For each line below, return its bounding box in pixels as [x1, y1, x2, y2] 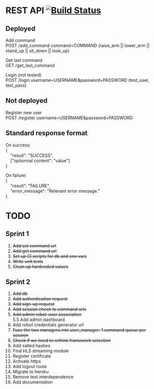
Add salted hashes [12, 343, 50, 349]
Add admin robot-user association [12, 312, 82, 317]
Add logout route [12, 364, 47, 369]
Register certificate [12, 353, 51, 359]
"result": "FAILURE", [10, 183, 50, 189]
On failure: [5, 172, 27, 178]
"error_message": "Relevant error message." [10, 188, 100, 194]
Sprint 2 [5, 278, 31, 286]
